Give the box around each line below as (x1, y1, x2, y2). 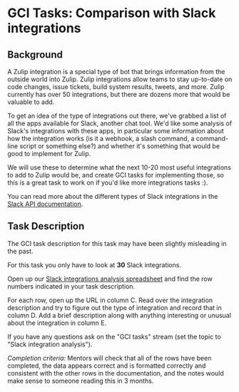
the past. (7, 247, 34, 255)
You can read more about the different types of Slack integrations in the (7, 192, 218, 200)
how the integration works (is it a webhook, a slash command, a (7, 134, 195, 143)
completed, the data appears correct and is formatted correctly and (7, 361, 206, 370)
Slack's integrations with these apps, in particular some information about (7, 127, 225, 135)
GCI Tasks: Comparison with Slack (7, 5, 216, 21)
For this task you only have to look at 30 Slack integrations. (7, 260, 182, 269)
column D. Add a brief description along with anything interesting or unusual (7, 311, 232, 319)
